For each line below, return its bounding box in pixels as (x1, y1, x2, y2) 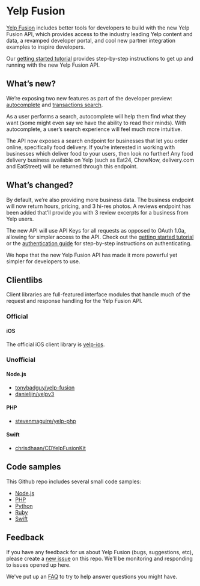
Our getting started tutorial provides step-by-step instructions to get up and (6, 55, 193, 62)
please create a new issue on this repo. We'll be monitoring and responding (6, 555, 193, 562)
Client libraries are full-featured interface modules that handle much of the (6, 291, 190, 298)
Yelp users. (6, 215, 34, 222)
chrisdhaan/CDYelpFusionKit (14, 445, 86, 452)
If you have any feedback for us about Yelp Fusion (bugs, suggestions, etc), (6, 548, 193, 555)
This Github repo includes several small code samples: (6, 478, 141, 485)
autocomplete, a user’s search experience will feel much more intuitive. (6, 125, 182, 133)
